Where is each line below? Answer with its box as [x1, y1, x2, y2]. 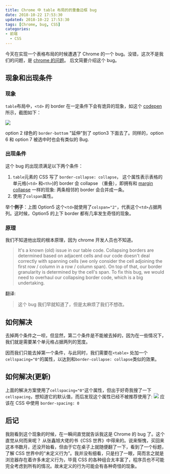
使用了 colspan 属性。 [12, 193, 56, 199]
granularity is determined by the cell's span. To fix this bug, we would [17, 269, 164, 275]
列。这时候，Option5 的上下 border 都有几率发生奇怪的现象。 [5, 210, 134, 216]
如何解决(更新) [5, 373, 51, 381]
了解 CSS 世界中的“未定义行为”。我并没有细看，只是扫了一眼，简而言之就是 [5, 450, 164, 456]
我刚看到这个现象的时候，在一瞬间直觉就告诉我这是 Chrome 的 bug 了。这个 [5, 431, 165, 437]
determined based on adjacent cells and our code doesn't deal [17, 253, 150, 259]
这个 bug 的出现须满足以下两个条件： [5, 162, 83, 169]
